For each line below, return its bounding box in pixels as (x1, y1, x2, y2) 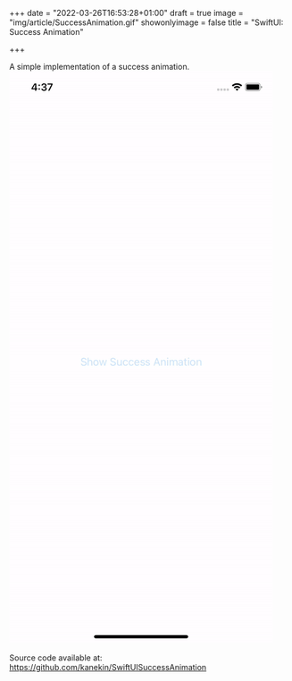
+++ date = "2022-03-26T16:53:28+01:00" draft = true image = (9, 8, 244, 18)
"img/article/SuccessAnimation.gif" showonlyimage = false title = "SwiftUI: (9, 17, 284, 28)
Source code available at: (9, 652, 103, 663)
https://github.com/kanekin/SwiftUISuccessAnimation (9, 662, 207, 672)
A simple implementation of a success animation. (9, 62, 190, 72)
